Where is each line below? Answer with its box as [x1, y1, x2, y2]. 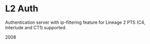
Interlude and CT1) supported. [5, 24, 67, 30]
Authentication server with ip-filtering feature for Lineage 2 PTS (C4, [5, 19, 146, 25]
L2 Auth [5, 3, 39, 14]
